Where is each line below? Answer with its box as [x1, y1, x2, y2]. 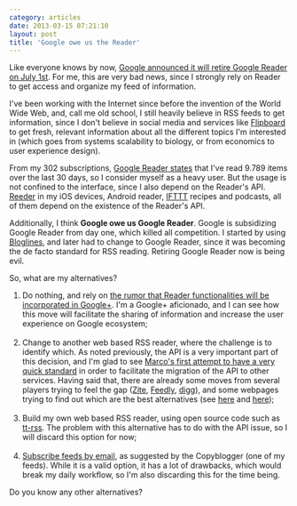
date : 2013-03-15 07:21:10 [9, 21, 109, 30]
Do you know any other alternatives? [9, 486, 144, 498]
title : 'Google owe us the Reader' [9, 37, 141, 47]
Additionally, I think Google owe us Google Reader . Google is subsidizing [9, 218, 277, 229]
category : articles [9, 12, 82, 22]
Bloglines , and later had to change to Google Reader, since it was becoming [9, 237, 285, 247]
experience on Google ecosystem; [21, 318, 148, 329]
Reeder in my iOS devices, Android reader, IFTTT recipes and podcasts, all [9, 191, 282, 202]
